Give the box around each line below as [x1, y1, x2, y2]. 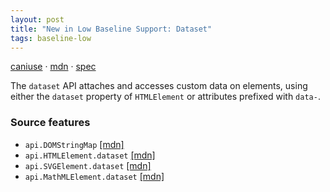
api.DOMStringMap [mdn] [24, 138, 125, 150]
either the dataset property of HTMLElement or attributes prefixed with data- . [10, 91, 321, 103]
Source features [10, 116, 91, 130]
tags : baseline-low [10, 33, 92, 43]
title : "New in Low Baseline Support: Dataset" [10, 24, 213, 34]
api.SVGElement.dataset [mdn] [24, 159, 152, 171]
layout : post [10, 14, 65, 25]
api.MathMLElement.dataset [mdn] [24, 170, 165, 182]
